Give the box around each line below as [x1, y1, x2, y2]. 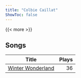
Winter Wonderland [8, 65, 55, 72]
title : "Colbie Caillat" [5, 7, 58, 13]
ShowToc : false [5, 12, 38, 17]
